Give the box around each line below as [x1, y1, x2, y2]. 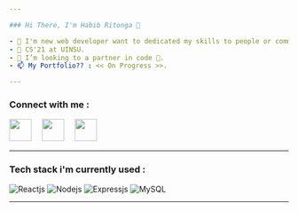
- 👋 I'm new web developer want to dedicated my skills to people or [9, 36, 272, 45]
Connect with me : [9, 98, 90, 111]
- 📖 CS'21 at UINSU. [9, 45, 86, 54]
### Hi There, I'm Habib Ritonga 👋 [9, 20, 141, 29]
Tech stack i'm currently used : [9, 163, 146, 176]
